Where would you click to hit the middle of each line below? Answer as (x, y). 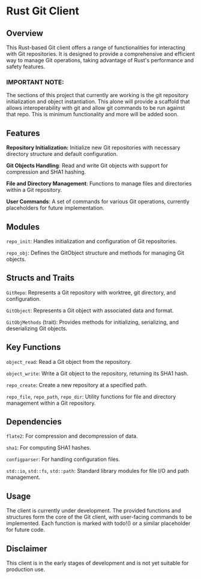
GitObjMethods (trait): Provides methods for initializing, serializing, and (92, 322)
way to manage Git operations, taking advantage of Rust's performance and (100, 60)
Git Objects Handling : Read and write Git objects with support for (87, 165)
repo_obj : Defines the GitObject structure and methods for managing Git (95, 252)
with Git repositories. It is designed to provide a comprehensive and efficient (100, 54)
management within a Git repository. (51, 403)
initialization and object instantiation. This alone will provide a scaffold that (98, 102)
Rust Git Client (43, 11)
